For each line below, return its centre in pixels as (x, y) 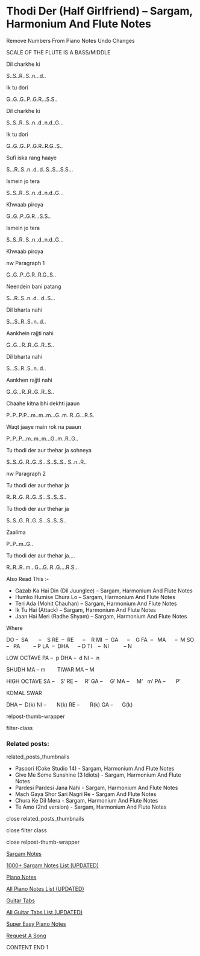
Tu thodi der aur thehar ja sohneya (49, 450)
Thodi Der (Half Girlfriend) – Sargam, (99, 11)
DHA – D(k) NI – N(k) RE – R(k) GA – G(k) (70, 704)
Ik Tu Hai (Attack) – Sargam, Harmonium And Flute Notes (86, 610)
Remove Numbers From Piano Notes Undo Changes (70, 40)
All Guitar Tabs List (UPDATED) (45, 913)
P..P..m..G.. (20, 544)
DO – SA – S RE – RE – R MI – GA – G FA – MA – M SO (100, 640)
